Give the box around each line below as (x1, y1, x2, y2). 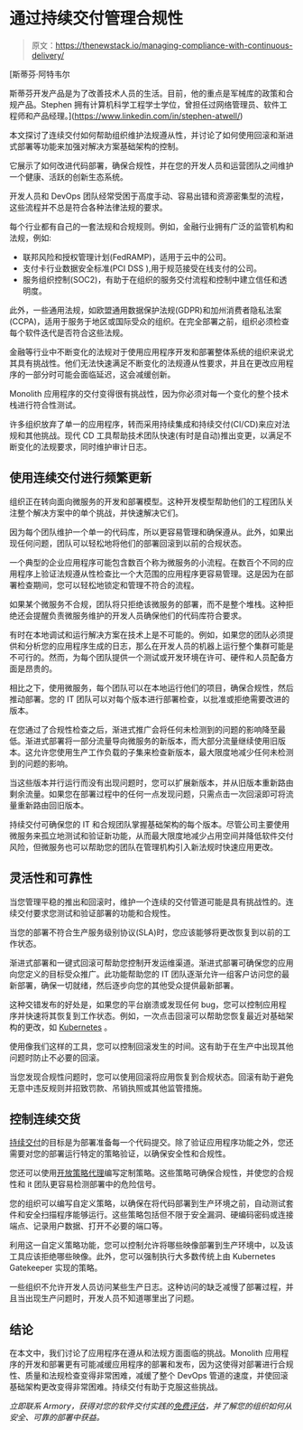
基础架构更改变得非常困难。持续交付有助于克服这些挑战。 (9, 1381, 223, 1392)
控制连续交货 (9, 1111, 81, 1126)
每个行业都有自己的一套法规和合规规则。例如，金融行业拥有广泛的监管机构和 (9, 220, 294, 231)
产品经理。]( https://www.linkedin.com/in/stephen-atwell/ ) (32, 110, 243, 121)
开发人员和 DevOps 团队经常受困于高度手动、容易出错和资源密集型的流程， (9, 191, 289, 201)
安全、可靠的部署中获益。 (9, 1412, 105, 1423)
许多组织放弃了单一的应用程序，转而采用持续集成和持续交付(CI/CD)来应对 (9, 418, 282, 429)
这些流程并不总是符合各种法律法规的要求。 (9, 201, 168, 212)
